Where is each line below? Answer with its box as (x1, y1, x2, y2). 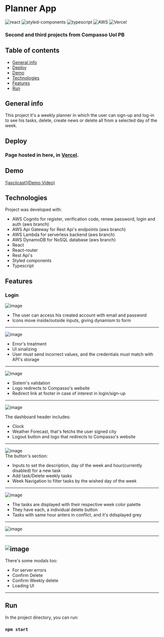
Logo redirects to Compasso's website (12, 385, 90, 391)
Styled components (12, 257, 52, 264)
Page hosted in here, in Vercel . (5, 151, 79, 158)
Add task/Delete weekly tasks (12, 473, 72, 479)
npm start (5, 626, 28, 632)
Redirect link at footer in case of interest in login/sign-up (12, 390, 126, 396)
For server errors (12, 567, 46, 573)
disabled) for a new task (12, 467, 61, 474)
